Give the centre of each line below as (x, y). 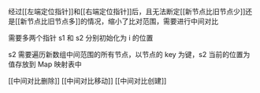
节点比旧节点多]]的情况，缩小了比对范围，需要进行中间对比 (123, 21)
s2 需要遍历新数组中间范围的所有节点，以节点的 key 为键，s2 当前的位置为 (129, 54)
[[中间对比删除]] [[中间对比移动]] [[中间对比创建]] (87, 81)
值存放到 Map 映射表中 (45, 64)
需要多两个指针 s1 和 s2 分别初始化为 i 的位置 (81, 38)
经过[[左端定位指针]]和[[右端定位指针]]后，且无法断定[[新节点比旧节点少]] (127, 11)
